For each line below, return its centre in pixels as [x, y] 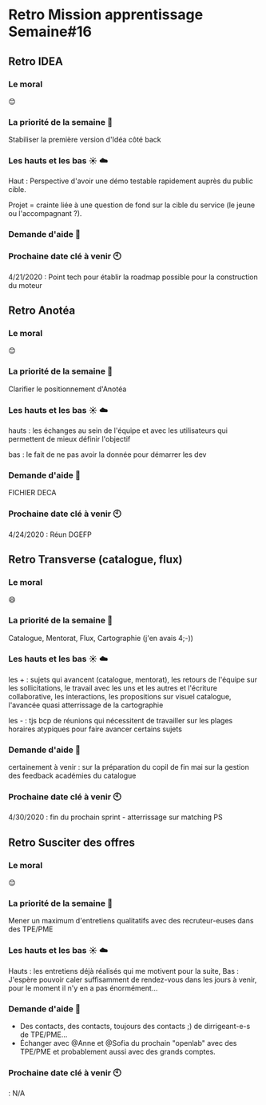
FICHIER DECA [32, 493]
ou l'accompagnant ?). [45, 214]
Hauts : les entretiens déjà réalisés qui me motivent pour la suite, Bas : [124, 971]
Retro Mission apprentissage [106, 15]
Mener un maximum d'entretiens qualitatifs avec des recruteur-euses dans [131, 921]
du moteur [25, 285]
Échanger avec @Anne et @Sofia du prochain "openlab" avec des [128, 1043]
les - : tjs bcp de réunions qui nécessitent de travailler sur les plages [121, 720]
